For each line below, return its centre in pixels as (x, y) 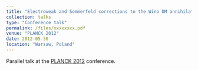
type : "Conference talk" (37, 22)
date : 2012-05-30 (27, 39)
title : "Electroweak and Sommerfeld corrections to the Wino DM (87, 11)
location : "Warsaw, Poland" (41, 45)
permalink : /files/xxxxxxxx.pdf (46, 28)
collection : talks (29, 17)
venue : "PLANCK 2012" (33, 34)
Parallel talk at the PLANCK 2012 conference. (61, 61)
